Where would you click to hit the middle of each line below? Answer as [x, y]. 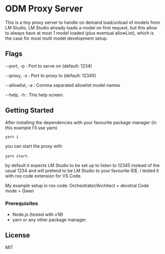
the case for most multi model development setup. [56, 38]
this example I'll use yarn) [31, 128]
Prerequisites [22, 203]
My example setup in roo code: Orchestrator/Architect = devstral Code [77, 185]
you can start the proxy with [34, 146]
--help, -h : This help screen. [35, 94]
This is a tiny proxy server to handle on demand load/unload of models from [82, 22]
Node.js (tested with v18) [38, 214]
